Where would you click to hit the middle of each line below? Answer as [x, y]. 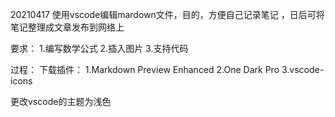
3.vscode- [303, 69]
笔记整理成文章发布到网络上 [67, 27]
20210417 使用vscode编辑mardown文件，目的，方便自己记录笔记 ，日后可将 [167, 14]
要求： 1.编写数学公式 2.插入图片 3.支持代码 [99, 48]
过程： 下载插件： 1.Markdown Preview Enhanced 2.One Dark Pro [145, 69]
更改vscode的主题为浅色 [61, 101]
